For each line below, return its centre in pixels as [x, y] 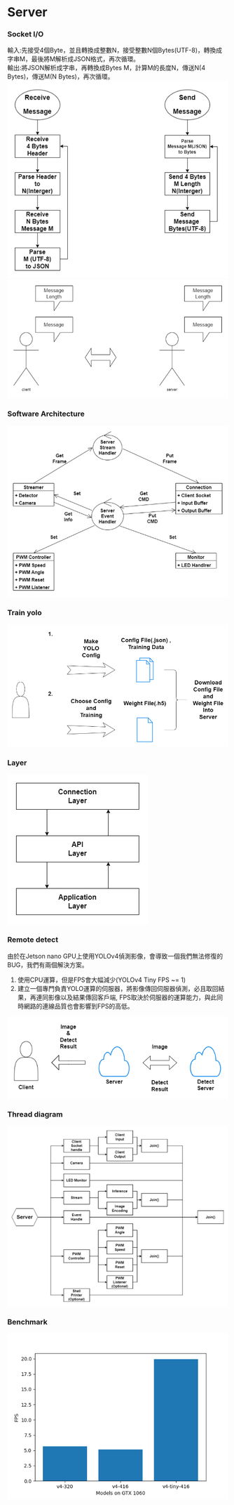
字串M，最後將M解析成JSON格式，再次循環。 [74, 59]
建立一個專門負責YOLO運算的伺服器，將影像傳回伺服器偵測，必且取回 [118, 988]
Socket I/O [26, 34]
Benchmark [27, 1322]
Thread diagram [35, 1115]
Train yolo [25, 613]
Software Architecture [46, 414]
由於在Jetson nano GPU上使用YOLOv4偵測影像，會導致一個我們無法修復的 [115, 956]
